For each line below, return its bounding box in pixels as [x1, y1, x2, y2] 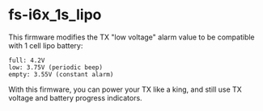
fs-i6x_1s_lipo [8, 6, 102, 24]
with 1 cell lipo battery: [8, 40, 83, 50]
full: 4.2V [8, 56, 45, 64]
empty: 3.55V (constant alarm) [8, 70, 114, 78]
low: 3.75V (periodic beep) [8, 63, 104, 72]
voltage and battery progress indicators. [8, 92, 143, 102]
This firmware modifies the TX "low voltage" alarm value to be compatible [8, 32, 255, 42]
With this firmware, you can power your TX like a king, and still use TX [8, 84, 243, 94]
